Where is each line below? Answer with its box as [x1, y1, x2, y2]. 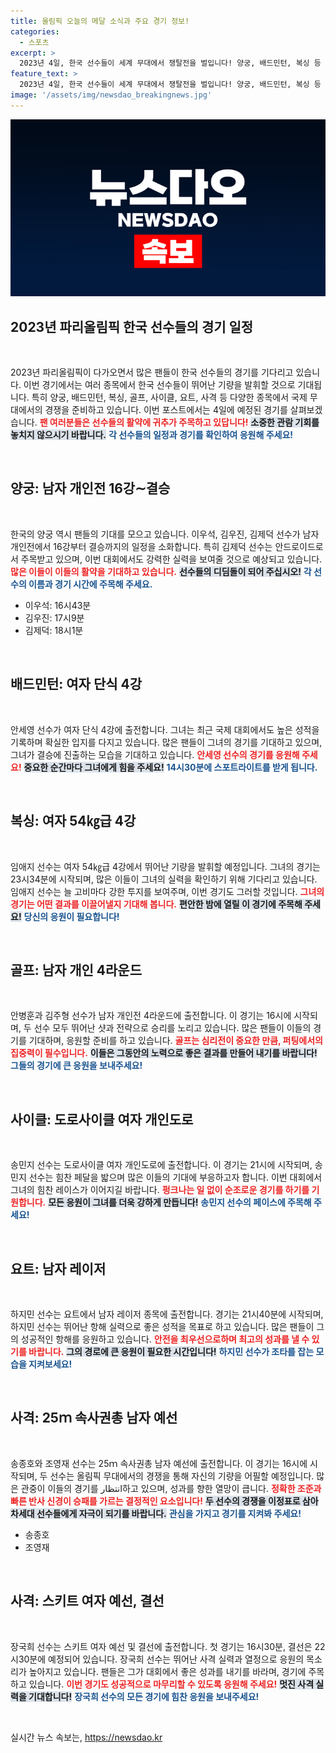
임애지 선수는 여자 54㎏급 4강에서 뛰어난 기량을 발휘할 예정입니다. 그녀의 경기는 [10, 860, 321, 872]
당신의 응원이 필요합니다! [23, 910, 120, 922]
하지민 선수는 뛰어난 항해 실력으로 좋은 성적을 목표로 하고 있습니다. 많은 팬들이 [10, 1320, 315, 1332]
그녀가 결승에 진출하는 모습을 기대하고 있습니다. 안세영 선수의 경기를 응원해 [10, 748, 300, 760]
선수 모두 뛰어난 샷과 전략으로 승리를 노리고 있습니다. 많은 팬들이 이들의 [33, 1022, 312, 1034]
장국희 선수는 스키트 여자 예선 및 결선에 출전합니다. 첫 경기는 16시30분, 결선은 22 [10, 1640, 326, 1652]
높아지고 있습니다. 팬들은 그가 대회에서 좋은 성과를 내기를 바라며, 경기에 [28, 1665, 307, 1677]
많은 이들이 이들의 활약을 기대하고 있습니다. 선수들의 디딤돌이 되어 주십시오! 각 [10, 565, 312, 577]
